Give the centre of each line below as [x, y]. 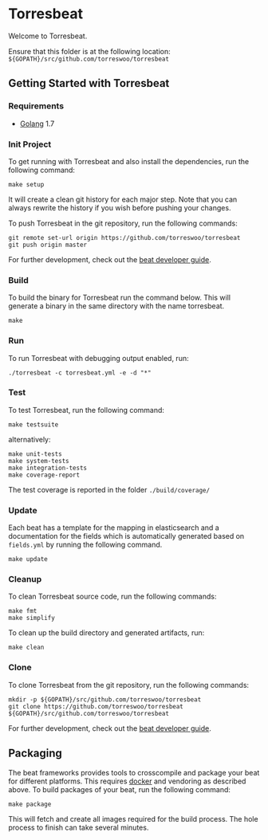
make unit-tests [35, 454]
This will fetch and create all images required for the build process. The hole [133, 818]
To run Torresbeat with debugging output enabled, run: [99, 358]
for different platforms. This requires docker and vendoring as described [127, 781]
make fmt [23, 611]
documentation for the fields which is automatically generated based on [126, 536]
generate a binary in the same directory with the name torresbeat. [116, 306]
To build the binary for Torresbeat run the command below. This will [120, 298]
